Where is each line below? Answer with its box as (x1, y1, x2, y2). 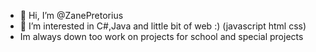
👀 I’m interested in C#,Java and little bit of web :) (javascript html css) (19, 20, 307, 32)
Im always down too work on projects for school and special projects (19, 31, 304, 42)
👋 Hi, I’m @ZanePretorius (19, 10, 124, 21)
